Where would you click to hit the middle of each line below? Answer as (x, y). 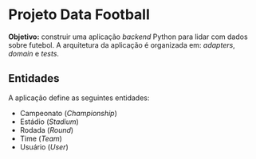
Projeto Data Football (79, 15)
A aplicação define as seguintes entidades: (79, 98)
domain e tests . (34, 53)
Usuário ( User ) (44, 147)
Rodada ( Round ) (47, 130)
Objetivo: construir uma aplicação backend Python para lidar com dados (128, 37)
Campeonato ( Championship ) (69, 113)
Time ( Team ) (41, 138)
